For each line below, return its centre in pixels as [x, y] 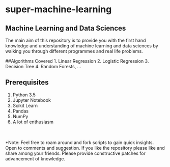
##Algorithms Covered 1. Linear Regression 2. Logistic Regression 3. [77, 61]
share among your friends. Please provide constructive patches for [76, 153]
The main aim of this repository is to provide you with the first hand [76, 40]
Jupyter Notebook [32, 100]
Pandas [21, 111]
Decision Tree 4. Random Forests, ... [43, 66]
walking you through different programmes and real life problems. [74, 51]
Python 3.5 [24, 95]
